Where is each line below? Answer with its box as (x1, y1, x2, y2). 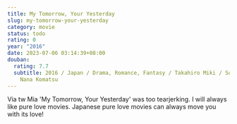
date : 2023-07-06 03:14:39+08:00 (7, 50, 106, 57)
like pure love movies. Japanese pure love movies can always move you (7, 103, 217, 111)
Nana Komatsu (20, 75, 59, 83)
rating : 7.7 (13, 63, 49, 70)
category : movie (7, 23, 55, 30)
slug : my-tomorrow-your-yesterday (7, 17, 109, 24)
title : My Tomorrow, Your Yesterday (7, 10, 115, 18)
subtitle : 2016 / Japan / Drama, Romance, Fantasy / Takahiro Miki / (13, 69, 222, 76)
